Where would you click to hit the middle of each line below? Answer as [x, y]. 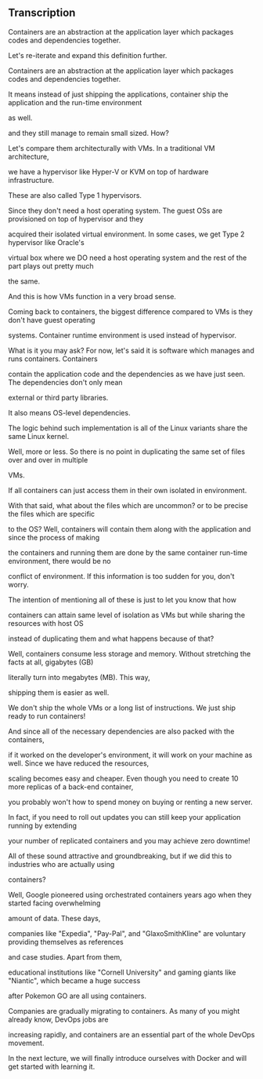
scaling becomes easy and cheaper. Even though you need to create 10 [123, 778]
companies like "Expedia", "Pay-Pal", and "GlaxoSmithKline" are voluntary [127, 933]
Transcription [42, 13]
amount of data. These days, [54, 918]
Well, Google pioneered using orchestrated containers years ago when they [130, 894]
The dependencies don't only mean [65, 382]
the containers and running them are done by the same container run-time [128, 552]
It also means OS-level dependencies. [69, 412]
